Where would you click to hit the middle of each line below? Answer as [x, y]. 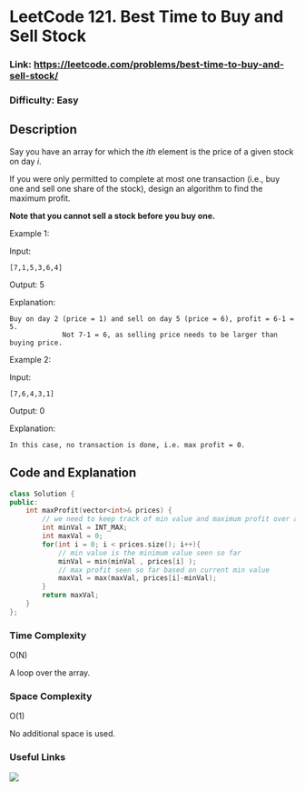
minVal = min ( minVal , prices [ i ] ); [127, 561]
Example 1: [30, 233]
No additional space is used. [63, 734]
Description [43, 130]
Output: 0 [27, 410]
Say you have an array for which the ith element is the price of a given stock [152, 151]
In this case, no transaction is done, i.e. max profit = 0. [128, 445]
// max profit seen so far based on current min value [164, 570]
